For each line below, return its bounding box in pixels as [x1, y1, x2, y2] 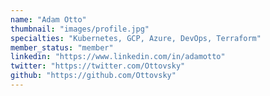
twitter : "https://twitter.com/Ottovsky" [10, 61, 186, 71]
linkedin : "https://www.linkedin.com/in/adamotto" [10, 52, 226, 62]
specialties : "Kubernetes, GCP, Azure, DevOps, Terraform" [10, 33, 262, 43]
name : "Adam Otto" [10, 14, 87, 25]
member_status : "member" [10, 42, 114, 53]
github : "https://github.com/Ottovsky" [10, 71, 177, 81]
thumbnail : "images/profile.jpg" [10, 24, 150, 34]
